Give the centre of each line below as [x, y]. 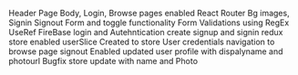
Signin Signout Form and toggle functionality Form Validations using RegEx [149, 23]
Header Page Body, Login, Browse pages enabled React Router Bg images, [149, 13]
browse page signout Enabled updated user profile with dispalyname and [146, 52]
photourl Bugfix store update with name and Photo [103, 61]
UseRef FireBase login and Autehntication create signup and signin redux [146, 32]
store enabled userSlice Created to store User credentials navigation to [142, 42]
